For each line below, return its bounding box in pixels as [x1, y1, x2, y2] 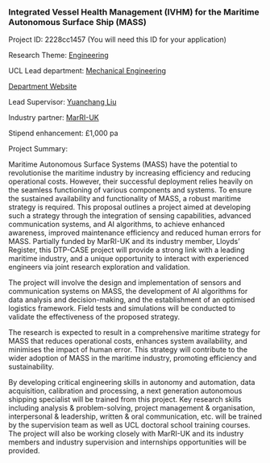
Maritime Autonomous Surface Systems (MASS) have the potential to [8, 159, 238, 169]
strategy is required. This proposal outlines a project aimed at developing [8, 202, 251, 212]
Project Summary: [8, 144, 69, 154]
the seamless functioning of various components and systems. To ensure [8, 185, 252, 195]
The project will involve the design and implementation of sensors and [8, 278, 242, 287]
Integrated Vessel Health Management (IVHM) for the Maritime [8, 6, 260, 18]
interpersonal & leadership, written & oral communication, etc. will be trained [8, 411, 262, 421]
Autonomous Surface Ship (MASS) [8, 16, 147, 27]
